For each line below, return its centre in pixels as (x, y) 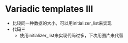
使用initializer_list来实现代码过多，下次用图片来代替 (71, 35)
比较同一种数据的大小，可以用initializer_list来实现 (62, 23)
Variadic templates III (49, 9)
